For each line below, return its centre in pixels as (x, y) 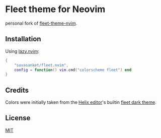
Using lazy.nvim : (22, 51)
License (18, 118)
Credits (17, 90)
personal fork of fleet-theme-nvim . (41, 23)
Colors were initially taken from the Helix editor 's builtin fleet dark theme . (81, 102)
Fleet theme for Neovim (55, 9)
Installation (23, 39)
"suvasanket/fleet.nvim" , (42, 65)
